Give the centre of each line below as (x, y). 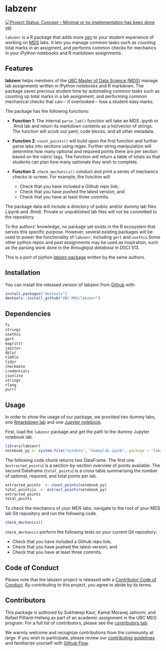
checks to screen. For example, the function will (61, 177)
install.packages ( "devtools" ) (36, 294)
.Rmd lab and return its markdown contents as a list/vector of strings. (83, 126)
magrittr (14, 344)
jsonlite (14, 376)
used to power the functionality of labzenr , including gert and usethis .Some (83, 237)
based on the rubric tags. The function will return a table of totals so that (86, 156)
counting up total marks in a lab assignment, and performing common (76, 96)
